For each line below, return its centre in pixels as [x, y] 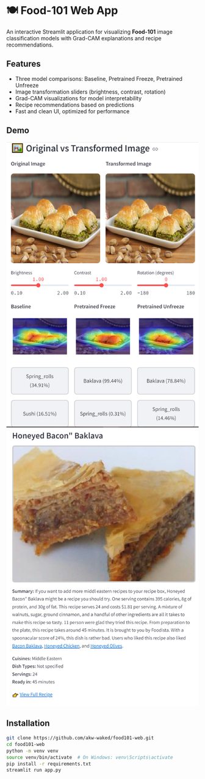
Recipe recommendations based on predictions [74, 105]
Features [23, 64]
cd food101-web [26, 744]
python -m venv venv [33, 751]
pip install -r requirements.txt [49, 764]
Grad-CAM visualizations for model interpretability [78, 98]
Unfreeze [27, 85]
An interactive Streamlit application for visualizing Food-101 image [89, 32]
